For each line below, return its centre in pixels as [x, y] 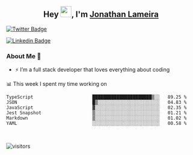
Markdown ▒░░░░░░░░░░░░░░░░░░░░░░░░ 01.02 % [96, 118]
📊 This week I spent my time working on [57, 84]
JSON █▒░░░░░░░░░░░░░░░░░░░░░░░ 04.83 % [96, 103]
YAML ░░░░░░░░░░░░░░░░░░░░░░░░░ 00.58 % [96, 124]
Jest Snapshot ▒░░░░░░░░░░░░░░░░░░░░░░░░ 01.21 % [96, 113]
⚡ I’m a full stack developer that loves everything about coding [92, 70]
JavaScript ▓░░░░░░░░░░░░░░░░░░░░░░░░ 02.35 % [96, 108]
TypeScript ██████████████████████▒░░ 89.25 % [96, 97]
